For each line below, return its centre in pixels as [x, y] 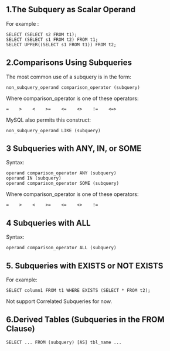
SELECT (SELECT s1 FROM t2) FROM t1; [52, 39]
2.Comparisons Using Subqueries [69, 63]
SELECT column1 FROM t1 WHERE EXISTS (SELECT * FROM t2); [78, 291]
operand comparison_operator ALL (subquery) [61, 248]
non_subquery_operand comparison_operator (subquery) [73, 87]
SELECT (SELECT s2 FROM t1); [42, 35]
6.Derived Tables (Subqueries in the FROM [86, 320]
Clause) [21, 329]
